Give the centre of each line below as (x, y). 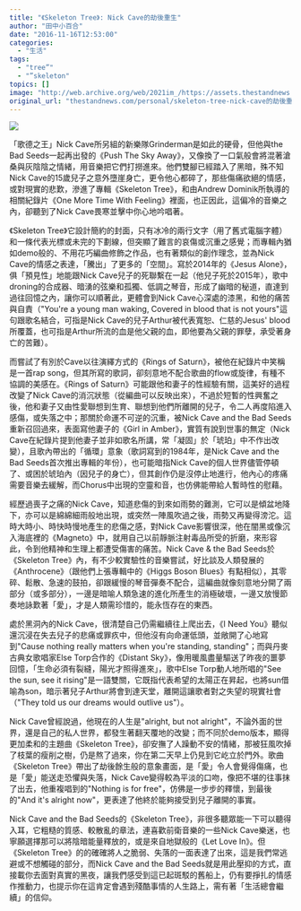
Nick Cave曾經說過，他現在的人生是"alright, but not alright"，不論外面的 (142, 722)
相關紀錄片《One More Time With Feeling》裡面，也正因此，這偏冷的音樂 (144, 200)
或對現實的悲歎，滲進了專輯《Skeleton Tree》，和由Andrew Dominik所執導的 (150, 189)
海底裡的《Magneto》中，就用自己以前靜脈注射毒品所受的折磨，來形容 (147, 538)
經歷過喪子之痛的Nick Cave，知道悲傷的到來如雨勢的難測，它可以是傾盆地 (146, 504)
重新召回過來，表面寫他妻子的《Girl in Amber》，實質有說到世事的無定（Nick (150, 429)
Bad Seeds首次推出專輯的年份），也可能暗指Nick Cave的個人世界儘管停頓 (144, 463)
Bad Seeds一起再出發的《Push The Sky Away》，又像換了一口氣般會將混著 (146, 156)
